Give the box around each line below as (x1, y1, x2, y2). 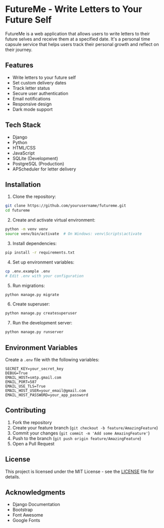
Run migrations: (12, 282, 45, 288)
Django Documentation (12, 501, 60, 507)
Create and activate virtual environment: (12, 217, 95, 223)
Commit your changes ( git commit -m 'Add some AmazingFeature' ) (12, 430, 150, 436)
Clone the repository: (12, 193, 56, 199)
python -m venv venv (5, 226, 48, 232)
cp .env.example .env (5, 268, 50, 273)
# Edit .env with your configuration (5, 273, 84, 278)
